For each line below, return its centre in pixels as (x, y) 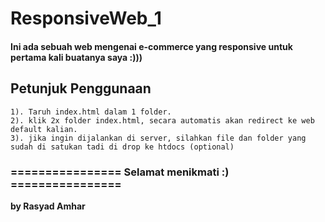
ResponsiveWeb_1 (86, 18)
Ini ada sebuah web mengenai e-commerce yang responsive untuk (151, 46)
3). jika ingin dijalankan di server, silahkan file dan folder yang (158, 138)
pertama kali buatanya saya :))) (76, 57)
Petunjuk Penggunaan (81, 88)
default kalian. (44, 129)
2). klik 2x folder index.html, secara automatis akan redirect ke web (162, 120)
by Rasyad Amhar (48, 206)
